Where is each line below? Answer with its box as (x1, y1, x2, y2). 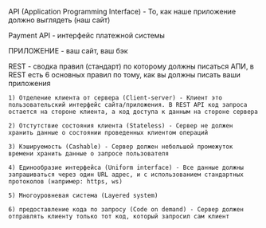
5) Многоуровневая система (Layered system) (8, 191, 158, 199)
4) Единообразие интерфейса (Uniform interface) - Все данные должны (8, 163, 244, 171)
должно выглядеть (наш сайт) (8, 15, 111, 25)
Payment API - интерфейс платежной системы (8, 31, 166, 40)
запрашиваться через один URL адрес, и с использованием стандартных (8, 171, 244, 179)
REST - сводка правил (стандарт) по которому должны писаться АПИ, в (8, 61, 255, 71)
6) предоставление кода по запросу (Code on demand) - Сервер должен (8, 206, 244, 214)
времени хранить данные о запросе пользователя (8, 150, 170, 158)
